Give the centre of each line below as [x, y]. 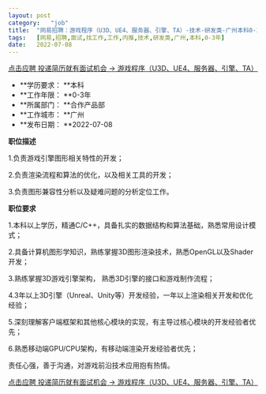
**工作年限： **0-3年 [55, 95]
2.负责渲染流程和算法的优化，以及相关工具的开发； [91, 175]
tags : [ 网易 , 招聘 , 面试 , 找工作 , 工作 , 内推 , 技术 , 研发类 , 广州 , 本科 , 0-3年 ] [116, 38]
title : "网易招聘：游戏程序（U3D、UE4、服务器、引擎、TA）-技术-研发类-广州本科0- [132, 30]
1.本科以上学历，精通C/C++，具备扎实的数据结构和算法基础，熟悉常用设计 [129, 225]
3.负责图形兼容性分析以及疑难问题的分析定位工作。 [91, 192]
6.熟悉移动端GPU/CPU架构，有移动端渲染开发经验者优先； [103, 349]
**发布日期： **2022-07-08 [66, 125]
